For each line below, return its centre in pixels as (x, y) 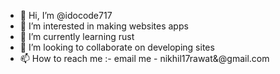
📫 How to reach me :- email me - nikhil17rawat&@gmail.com (144, 58)
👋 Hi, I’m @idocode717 (66, 15)
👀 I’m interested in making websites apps (104, 26)
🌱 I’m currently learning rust (77, 36)
